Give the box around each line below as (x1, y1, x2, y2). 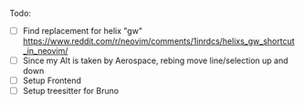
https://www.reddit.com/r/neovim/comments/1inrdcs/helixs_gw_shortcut (22, 36, 295, 47)
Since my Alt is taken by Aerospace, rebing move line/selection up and (22, 55, 289, 67)
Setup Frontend (22, 75, 82, 86)
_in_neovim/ (22, 46, 68, 57)
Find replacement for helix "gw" (22, 26, 143, 36)
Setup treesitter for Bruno (22, 86, 120, 97)
